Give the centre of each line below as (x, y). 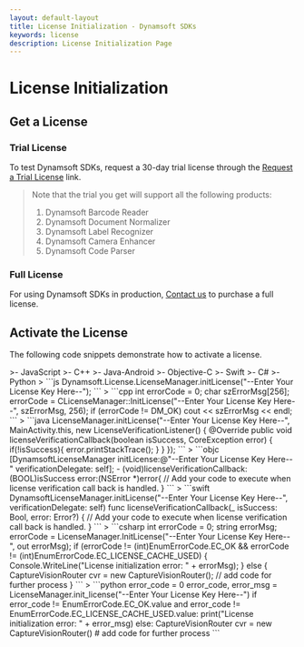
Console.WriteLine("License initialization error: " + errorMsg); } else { (138, 566)
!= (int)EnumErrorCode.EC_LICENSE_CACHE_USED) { (108, 556)
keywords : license (44, 35)
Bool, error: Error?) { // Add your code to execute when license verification (148, 517)
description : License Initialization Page (91, 43)
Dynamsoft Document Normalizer (108, 222)
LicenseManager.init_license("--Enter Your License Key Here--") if (133, 595)
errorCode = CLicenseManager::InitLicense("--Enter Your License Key (141, 401)
